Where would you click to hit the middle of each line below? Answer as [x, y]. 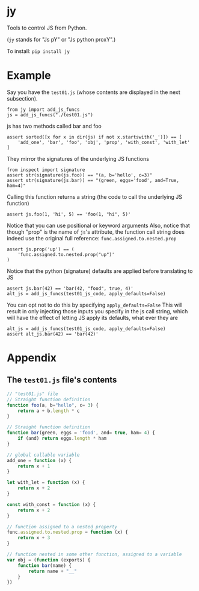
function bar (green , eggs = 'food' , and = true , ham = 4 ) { [81, 433]
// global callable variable [43, 455]
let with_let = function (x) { [46, 483]
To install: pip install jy [38, 51]
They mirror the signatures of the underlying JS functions [78, 158]
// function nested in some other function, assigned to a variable [94, 554]
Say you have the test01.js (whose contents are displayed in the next [94, 92]
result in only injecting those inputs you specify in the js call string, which [97, 311]
